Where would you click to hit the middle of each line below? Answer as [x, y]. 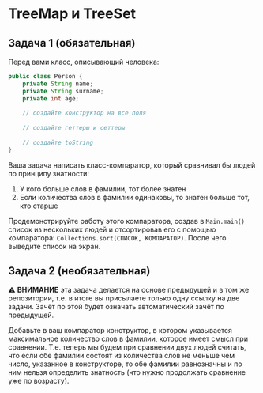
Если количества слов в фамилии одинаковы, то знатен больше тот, [135, 197]
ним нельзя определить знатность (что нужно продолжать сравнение [127, 372]
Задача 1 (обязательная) [72, 43]
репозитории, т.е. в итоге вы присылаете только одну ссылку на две [124, 298]
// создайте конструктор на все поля [85, 113]
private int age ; [51, 98]
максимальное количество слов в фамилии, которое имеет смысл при [128, 339]
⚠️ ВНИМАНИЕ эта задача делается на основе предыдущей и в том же [129, 290]
